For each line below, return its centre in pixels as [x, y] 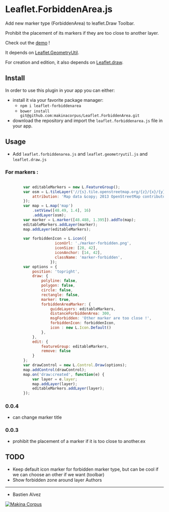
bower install [35, 111]
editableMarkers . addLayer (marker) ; [61, 225]
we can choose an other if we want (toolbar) [58, 474]
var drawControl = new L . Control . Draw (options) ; [75, 365]
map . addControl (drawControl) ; [55, 370]
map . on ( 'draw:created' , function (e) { [64, 374]
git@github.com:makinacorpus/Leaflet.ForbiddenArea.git [80, 115]
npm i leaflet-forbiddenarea [51, 106]
